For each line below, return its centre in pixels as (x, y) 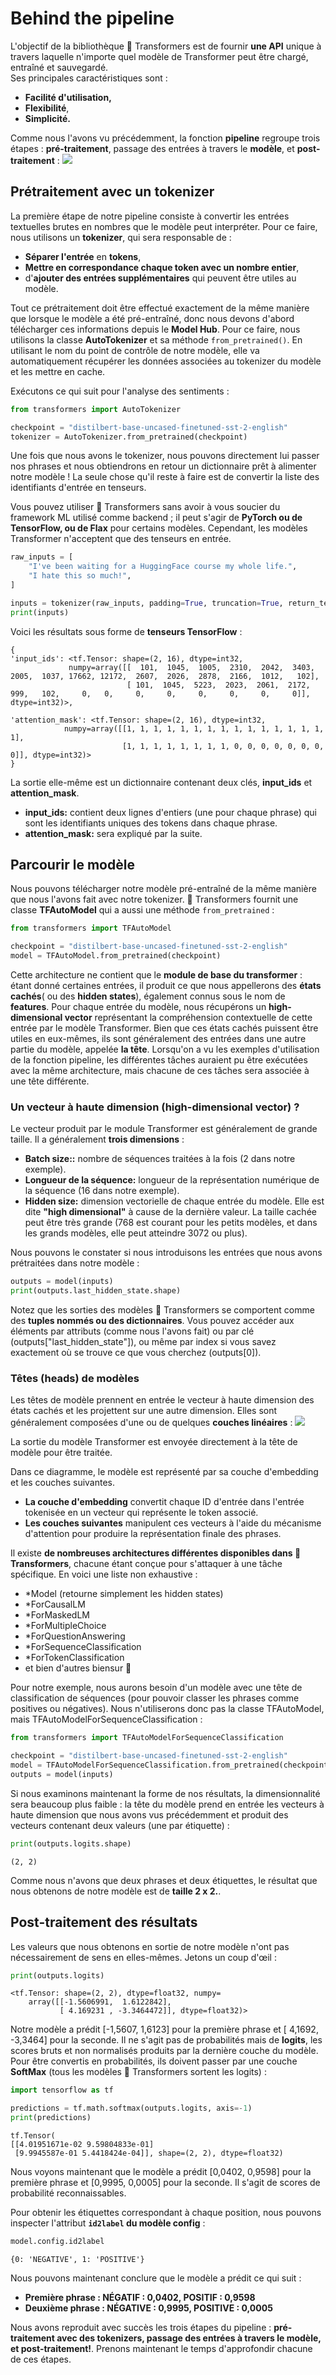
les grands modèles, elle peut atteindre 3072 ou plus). (136, 1233)
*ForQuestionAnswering (75, 1636)
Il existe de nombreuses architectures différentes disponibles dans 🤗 (156, 1553)
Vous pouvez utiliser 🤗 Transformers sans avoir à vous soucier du (145, 507)
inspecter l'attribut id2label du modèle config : (108, 2223)
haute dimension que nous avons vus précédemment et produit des (149, 1814)
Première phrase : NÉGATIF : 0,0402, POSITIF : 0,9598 (140, 2297)
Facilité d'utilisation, (68, 97)
